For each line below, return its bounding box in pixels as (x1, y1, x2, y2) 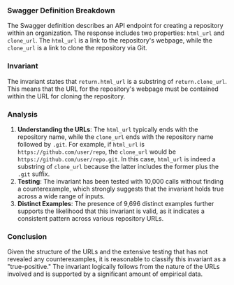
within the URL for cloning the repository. (7, 92, 126, 100)
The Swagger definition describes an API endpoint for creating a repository (7, 22, 224, 30)
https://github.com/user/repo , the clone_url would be (17, 147, 177, 156)
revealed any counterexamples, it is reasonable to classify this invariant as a (7, 255, 226, 263)
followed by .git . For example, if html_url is (17, 140, 145, 148)
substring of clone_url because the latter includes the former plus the (17, 162, 219, 170)
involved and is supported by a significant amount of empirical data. (7, 270, 203, 278)
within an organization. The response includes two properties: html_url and (7, 29, 225, 37)
